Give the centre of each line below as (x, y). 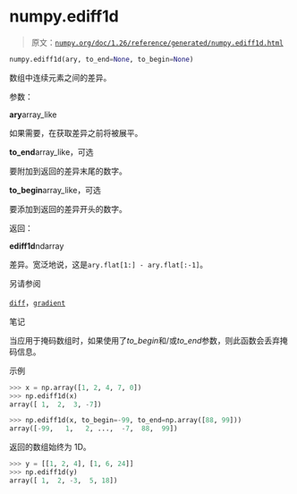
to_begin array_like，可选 (55, 190)
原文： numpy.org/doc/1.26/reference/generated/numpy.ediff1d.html (157, 42)
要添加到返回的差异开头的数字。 (68, 209)
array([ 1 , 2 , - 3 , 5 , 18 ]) (64, 481)
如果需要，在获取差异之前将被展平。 (76, 132)
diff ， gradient (37, 302)
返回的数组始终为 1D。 (50, 447)
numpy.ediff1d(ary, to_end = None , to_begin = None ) (102, 59)
